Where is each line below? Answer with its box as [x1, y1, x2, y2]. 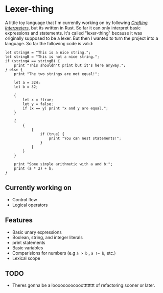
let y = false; [23, 102, 54, 107]
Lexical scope [12, 255, 41, 261]
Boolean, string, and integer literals [12, 234, 83, 240]
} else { [5, 67, 23, 72]
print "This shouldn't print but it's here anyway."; [14, 63, 126, 68]
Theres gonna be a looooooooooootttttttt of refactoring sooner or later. [12, 282, 155, 288]
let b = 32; [14, 84, 38, 89]
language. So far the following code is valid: [5, 40, 93, 46]
